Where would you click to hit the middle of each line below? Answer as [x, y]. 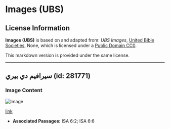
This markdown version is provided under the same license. [68, 55]
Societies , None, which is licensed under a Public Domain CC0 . [71, 46]
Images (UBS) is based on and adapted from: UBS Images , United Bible [80, 40]
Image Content [24, 91]
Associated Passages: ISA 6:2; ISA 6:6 [53, 121]
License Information [37, 28]
